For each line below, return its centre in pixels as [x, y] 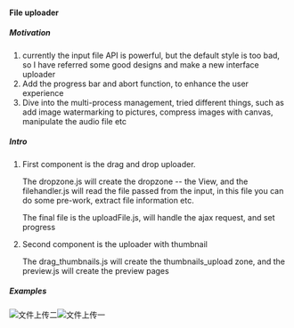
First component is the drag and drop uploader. [109, 164]
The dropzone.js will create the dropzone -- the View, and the [135, 181]
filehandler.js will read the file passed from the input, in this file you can [153, 190]
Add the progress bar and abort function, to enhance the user [135, 84]
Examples [28, 291]
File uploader [34, 12]
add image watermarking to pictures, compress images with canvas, [147, 112]
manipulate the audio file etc [74, 121]
